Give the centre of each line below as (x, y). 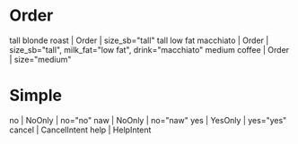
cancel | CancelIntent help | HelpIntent (80, 130)
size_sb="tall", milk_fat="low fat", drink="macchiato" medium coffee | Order (149, 49)
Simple (36, 96)
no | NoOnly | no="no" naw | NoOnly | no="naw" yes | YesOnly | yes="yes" (148, 120)
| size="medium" (40, 59)
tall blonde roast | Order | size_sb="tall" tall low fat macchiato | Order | (139, 40)
